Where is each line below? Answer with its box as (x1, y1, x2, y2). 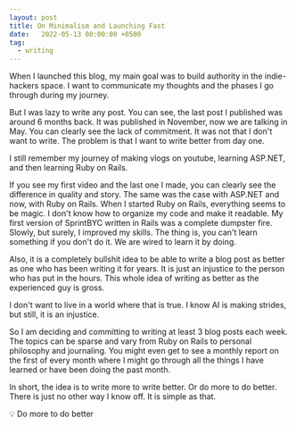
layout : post (9, 13, 58, 22)
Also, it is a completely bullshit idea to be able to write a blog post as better (9, 254, 285, 264)
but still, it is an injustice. (9, 309, 100, 320)
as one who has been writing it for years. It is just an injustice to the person (9, 263, 285, 274)
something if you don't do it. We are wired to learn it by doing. (9, 237, 236, 247)
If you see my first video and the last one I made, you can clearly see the (9, 180, 276, 190)
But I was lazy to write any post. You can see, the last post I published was (9, 107, 284, 118)
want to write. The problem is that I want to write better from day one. (9, 136, 265, 146)
